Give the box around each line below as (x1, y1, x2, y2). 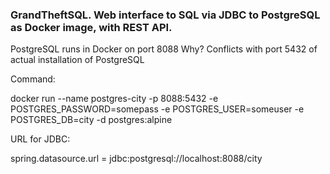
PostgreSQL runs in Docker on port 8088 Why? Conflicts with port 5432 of (10, 43, 318, 55)
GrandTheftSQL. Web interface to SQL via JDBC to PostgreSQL (10, 8, 321, 22)
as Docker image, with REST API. (10, 20, 173, 34)
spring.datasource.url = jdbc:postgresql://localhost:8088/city (10, 153, 263, 165)
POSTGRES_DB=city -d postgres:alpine (10, 114, 173, 126)
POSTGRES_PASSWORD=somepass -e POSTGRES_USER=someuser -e (10, 103, 305, 115)
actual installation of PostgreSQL (10, 54, 145, 66)
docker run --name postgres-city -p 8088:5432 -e (10, 93, 219, 105)
